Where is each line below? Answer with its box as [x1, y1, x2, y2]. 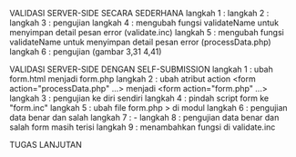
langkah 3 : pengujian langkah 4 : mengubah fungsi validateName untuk [9, 17, 280, 28]
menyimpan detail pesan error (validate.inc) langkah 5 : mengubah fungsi [9, 27, 284, 37]
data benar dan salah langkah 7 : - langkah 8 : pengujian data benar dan [9, 113, 280, 123]
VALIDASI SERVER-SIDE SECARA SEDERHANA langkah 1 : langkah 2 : [9, 8, 270, 18]
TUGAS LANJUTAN [9, 140, 82, 150]
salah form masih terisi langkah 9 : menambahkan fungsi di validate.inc [9, 122, 276, 132]
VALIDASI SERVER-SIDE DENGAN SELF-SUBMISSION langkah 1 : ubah [9, 64, 273, 74]
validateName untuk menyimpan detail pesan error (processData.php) [9, 36, 271, 47]
